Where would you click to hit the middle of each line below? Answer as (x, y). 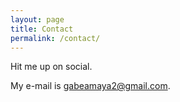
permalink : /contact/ (55, 38)
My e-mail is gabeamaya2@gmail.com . (90, 86)
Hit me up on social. (51, 67)
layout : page (37, 19)
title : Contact (42, 29)
